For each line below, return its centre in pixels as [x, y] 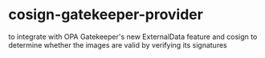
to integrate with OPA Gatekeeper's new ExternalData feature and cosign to [133, 37]
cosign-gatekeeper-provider [106, 15]
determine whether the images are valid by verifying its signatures [118, 44]
